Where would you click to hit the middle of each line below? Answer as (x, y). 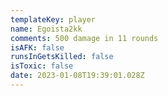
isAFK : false (37, 47)
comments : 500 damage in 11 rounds (84, 38)
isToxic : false (42, 66)
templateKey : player (53, 19)
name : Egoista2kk (46, 29)
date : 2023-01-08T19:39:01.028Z (77, 76)
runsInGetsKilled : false (62, 57)
